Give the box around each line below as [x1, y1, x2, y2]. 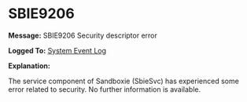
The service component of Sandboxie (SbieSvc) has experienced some [8, 76, 240, 86]
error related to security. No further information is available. [8, 84, 201, 94]
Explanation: [8, 60, 51, 71]
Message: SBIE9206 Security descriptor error [8, 31, 157, 40]
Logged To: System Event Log [8, 46, 107, 55]
